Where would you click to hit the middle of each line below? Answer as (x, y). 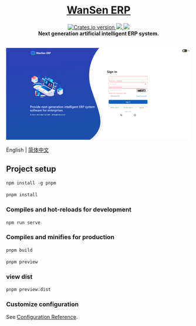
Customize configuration (43, 304)
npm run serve (23, 223)
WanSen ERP (99, 10)
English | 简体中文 (28, 150)
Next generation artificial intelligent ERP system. (99, 33)
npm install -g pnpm (31, 183)
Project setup (31, 169)
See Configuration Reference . (42, 317)
